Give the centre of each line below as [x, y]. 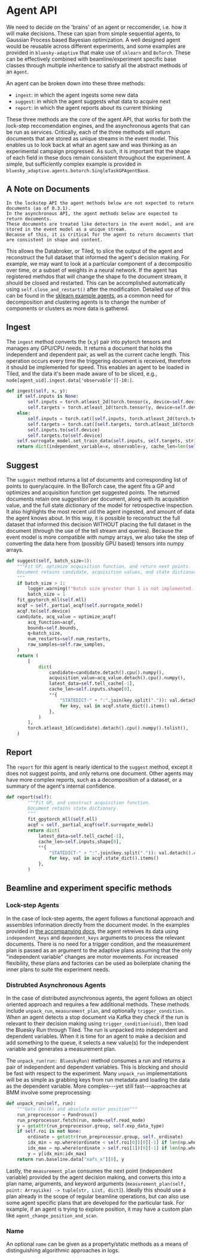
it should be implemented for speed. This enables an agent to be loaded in [98, 367]
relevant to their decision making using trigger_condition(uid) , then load [97, 1024]
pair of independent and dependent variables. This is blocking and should [97, 1067]
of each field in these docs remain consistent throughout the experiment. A [99, 157]
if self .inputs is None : [48, 397]
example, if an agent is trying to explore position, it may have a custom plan [99, 1209]
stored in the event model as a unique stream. [67, 229]
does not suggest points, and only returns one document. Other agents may [100, 773]
